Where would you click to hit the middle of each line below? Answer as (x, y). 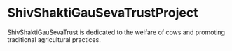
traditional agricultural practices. (54, 39)
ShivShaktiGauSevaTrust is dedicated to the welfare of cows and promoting (116, 32)
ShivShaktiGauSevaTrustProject (103, 13)
